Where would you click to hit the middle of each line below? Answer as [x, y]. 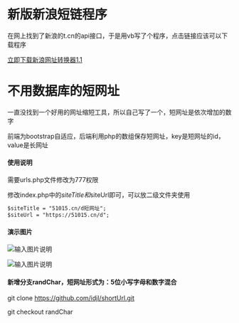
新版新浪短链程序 [58, 15]
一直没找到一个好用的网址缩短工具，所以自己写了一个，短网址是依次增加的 [116, 112]
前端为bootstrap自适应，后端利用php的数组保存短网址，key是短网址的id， [116, 136]
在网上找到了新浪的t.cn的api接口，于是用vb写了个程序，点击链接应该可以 [115, 36]
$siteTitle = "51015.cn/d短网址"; [57, 208]
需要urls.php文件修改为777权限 [53, 180]
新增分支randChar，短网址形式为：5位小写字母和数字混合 [92, 282]
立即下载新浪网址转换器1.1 [45, 59]
